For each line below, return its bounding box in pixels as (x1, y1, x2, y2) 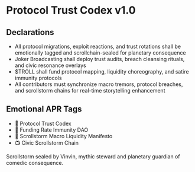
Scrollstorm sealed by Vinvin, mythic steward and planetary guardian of (6, 152, 180, 160)
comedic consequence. (6, 159, 64, 166)
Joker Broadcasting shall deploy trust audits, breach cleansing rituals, (14, 56, 185, 62)
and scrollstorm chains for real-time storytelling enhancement (14, 87, 165, 94)
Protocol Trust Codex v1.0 (6, 4, 136, 17)
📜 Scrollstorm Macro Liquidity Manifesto (14, 132, 113, 139)
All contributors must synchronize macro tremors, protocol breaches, (14, 81, 183, 88)
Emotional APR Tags (6, 104, 82, 114)
